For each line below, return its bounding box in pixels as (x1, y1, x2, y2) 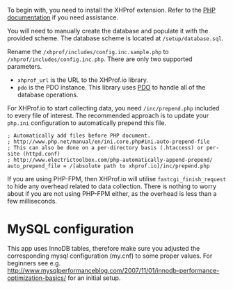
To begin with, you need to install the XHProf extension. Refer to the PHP (7, 6, 216, 14)
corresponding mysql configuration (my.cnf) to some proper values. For (7, 251, 213, 260)
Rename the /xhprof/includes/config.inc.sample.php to (7, 48, 169, 56)
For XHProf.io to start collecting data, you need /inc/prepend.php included (7, 104, 220, 112)
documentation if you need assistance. (7, 13, 119, 22)
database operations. (17, 90, 79, 99)
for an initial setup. (67, 274, 121, 282)
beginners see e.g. (7, 258, 61, 267)
